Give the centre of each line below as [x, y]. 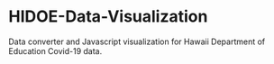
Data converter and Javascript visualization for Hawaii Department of [137, 41]
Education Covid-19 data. [55, 50]
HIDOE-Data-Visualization [108, 17]
